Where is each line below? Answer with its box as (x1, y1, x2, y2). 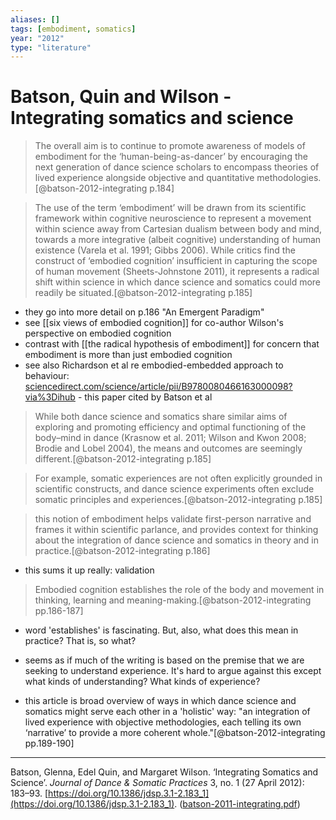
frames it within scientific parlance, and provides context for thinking (34, 524, 319, 536)
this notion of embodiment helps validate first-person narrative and (34, 513, 312, 525)
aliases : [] (10, 14, 60, 25)
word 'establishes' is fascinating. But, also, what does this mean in (24, 624, 299, 636)
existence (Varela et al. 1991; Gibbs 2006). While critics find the (34, 244, 296, 256)
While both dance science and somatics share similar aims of (34, 411, 288, 423)
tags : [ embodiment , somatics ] (10, 24, 137, 34)
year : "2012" (10, 33, 65, 43)
